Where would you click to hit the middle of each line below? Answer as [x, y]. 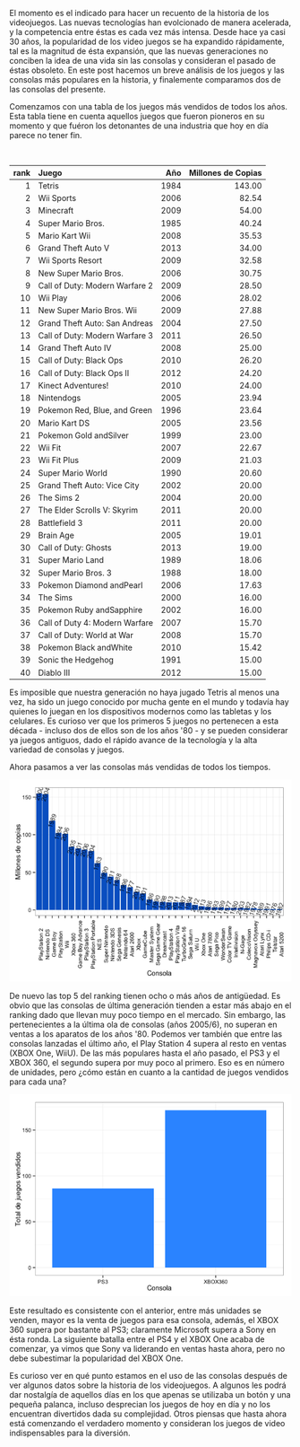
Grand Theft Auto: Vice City [89, 485]
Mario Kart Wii [64, 235]
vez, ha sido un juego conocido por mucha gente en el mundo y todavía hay [149, 702]
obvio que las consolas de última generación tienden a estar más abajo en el [150, 1005]
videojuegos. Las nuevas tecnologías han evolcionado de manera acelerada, [150, 22]
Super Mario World [73, 473]
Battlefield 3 [60, 522]
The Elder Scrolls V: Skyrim [88, 510]
